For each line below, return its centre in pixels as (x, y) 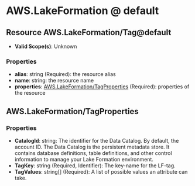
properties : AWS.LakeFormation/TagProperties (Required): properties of (102, 87)
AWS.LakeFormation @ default (83, 11)
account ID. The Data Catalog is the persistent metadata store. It (92, 147)
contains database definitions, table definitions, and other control (93, 153)
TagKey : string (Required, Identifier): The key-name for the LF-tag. (95, 166)
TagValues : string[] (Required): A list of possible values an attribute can (101, 171)
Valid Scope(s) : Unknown (46, 46)
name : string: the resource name (54, 81)
